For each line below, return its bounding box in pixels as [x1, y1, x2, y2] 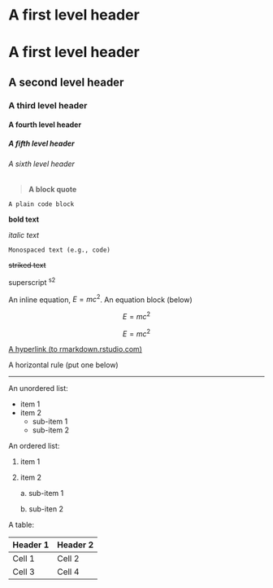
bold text [8, 214, 39, 224]
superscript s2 [8, 275, 56, 287]
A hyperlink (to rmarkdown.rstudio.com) [8, 344, 142, 354]
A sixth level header [8, 159, 76, 169]
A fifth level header [8, 138, 75, 148]
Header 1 [12, 539, 50, 551]
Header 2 [56, 539, 94, 551]
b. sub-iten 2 [19, 504, 63, 514]
